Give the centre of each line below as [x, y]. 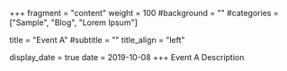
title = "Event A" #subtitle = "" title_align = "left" [98, 40]
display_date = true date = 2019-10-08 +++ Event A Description [127, 57]
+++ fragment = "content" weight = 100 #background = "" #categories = [144, 13]
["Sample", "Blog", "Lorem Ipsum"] [73, 22]
